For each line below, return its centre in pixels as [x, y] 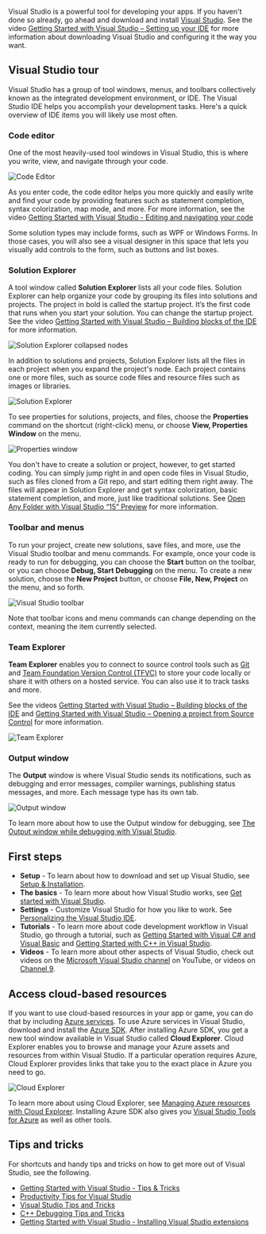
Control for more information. [56, 722]
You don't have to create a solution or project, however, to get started [122, 465]
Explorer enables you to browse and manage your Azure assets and [119, 1046]
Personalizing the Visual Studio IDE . [78, 918]
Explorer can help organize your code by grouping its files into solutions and [133, 296]
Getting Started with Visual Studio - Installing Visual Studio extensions [134, 1221]
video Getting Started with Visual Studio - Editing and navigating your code [131, 217]
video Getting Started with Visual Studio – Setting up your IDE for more [124, 28]
